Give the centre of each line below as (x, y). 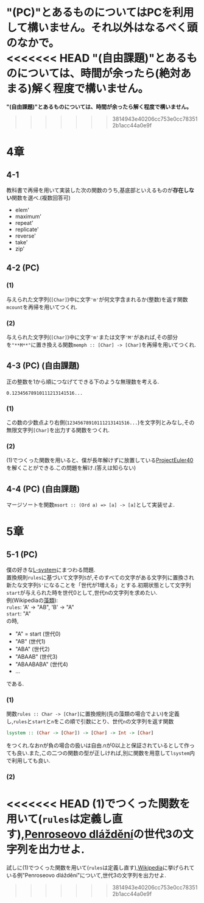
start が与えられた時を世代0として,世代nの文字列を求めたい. (82, 593)
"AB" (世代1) (30, 642)
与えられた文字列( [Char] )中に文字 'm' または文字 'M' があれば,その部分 (92, 337)
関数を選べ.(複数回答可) (41, 197)
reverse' (26, 236)
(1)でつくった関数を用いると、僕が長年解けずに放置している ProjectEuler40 (100, 460)
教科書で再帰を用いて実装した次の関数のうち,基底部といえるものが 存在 (95, 190)
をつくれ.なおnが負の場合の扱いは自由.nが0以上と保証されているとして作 (98, 745)
